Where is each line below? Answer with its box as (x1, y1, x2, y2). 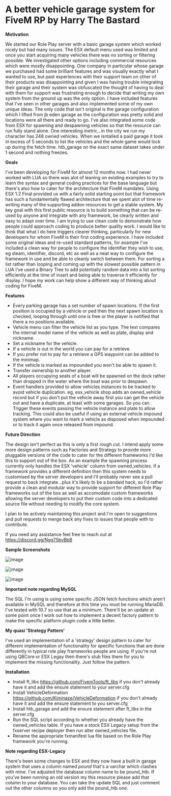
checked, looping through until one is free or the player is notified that (12, 313, 159, 319)
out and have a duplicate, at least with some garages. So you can (12, 400, 150, 406)
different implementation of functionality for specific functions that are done (5, 643, 164, 649)
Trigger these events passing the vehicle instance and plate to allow (12, 405, 155, 411)
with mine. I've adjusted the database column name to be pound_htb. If (5, 768, 154, 775)
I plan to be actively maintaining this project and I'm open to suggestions (5, 510, 158, 516)
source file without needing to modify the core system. (5, 501, 120, 507)
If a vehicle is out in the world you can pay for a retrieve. (12, 345, 131, 352)
